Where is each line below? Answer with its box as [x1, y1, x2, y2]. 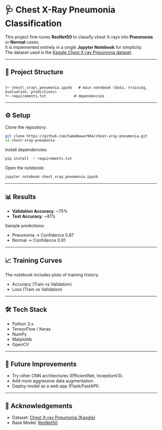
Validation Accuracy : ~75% [12, 208, 68, 214]
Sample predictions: [5, 223, 45, 228]
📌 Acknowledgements [5, 401, 73, 410]
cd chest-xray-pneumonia [5, 138, 55, 143]
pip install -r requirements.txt [5, 156, 72, 161]
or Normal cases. [5, 39, 40, 45]
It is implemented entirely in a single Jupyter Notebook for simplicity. [5, 44, 143, 50]
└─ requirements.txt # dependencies [5, 94, 105, 98]
